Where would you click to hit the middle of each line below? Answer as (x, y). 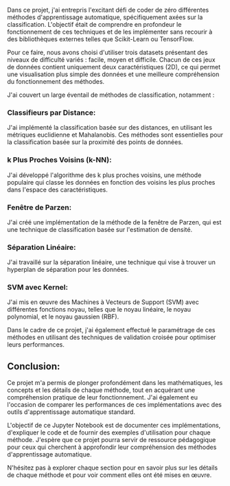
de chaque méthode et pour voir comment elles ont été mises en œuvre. (110, 475)
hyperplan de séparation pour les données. (68, 270)
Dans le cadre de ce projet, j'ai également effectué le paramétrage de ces (111, 330)
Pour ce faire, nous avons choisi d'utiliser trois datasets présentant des (107, 52)
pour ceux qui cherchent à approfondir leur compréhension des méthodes (112, 447)
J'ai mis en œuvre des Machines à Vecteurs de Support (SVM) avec (103, 302)
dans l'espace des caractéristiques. (58, 189)
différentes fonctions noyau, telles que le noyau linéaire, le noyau (99, 310)
